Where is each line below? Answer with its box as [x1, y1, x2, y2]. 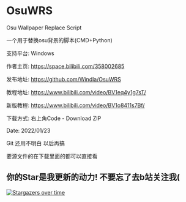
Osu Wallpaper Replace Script [6, 24, 82, 31]
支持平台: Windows [6, 50, 54, 57]
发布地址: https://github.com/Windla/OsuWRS [6, 75, 121, 83]
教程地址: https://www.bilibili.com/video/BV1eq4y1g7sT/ [6, 88, 147, 95]
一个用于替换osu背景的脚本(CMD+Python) [6, 36, 113, 43]
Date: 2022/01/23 [6, 127, 51, 134]
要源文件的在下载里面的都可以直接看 [6, 152, 98, 160]
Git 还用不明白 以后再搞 [6, 139, 65, 147]
